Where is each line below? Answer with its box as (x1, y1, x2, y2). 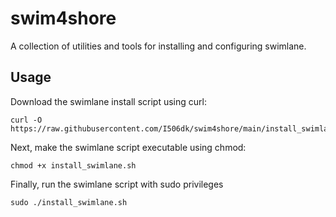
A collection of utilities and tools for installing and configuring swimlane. (10, 40, 307, 52)
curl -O (10, 115, 43, 125)
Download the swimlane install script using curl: (10, 95, 207, 107)
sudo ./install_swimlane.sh (10, 197, 128, 207)
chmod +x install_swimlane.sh (10, 160, 137, 171)
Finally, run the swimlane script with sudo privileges (10, 178, 224, 190)
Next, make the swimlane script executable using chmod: (10, 141, 247, 153)
